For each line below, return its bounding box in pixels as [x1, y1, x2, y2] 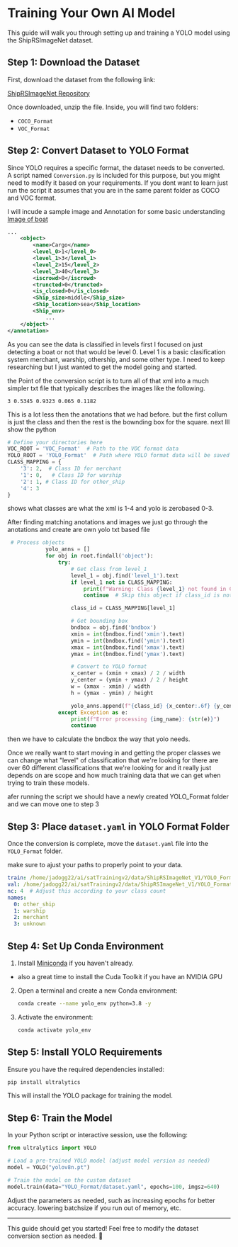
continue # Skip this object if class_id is [83, 592, 220, 599]
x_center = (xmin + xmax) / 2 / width [70, 670, 186, 677]
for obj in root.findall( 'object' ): [45, 553, 154, 560]
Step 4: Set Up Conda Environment [7, 940, 164, 952]
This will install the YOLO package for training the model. [7, 1091, 174, 1100]
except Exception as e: [57, 709, 129, 716]
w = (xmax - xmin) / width [70, 683, 151, 690]
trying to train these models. [7, 779, 90, 787]
